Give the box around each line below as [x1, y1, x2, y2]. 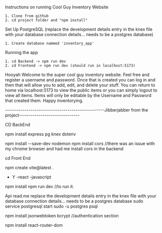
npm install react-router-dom [5, 222, 63, 228]
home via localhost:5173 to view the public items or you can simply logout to [5, 87, 158, 93]
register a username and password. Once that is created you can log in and [5, 77, 156, 82]
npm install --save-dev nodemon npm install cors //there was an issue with [5, 141, 155, 146]
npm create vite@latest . [5, 165, 54, 170]
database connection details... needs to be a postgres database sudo [5, 198, 144, 204]
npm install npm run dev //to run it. [5, 184, 74, 189]
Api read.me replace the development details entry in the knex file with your [5, 193, 157, 199]
